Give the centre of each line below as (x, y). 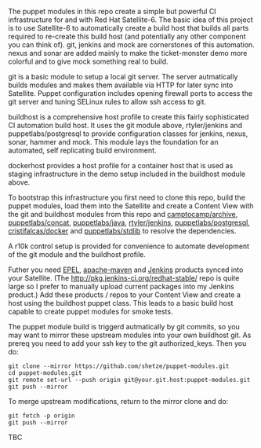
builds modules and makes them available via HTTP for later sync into (121, 85)
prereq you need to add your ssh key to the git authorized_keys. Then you (127, 343)
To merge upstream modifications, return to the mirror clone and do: (118, 401)
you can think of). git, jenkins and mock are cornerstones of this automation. (131, 45)
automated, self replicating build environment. (82, 150)
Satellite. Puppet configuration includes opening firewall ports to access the (130, 93)
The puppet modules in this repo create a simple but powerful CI (112, 11)
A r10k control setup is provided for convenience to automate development (129, 246)
